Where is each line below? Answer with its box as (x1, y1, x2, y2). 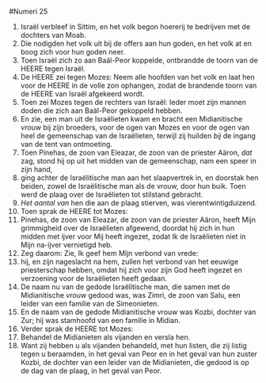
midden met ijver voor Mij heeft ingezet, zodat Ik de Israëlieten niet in (20, 232, 246, 241)
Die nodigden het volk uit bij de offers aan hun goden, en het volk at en (20, 39, 253, 48)
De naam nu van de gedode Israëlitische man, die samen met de (20, 282, 230, 291)
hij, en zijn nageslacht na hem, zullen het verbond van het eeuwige (20, 257, 239, 266)
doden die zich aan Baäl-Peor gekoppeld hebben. (20, 106, 183, 115)
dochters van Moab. (20, 31, 86, 39)
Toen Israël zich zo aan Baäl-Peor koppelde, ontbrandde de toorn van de (20, 55, 258, 65)
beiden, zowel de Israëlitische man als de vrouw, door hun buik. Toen (20, 182, 246, 190)
